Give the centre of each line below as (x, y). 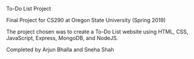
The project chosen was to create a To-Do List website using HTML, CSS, (97, 32)
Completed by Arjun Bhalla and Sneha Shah (60, 49)
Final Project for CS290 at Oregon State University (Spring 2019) (86, 20)
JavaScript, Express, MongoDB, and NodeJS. (62, 38)
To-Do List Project (29, 9)
